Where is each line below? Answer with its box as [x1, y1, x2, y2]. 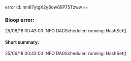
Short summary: [5, 39, 39, 45]
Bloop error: [5, 16, 34, 23]
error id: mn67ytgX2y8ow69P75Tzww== [5, 4, 88, 10]
